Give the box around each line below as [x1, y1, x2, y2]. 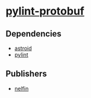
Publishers [5, 69, 47, 79]
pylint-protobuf [5, 4, 85, 18]
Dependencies [5, 29, 61, 39]
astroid [14, 44, 33, 52]
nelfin [14, 85, 29, 92]
